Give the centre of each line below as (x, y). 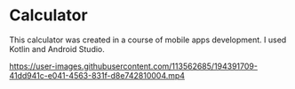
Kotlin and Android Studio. (57, 48)
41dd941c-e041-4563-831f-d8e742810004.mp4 (97, 75)
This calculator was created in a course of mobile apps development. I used (148, 40)
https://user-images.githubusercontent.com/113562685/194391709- (133, 66)
